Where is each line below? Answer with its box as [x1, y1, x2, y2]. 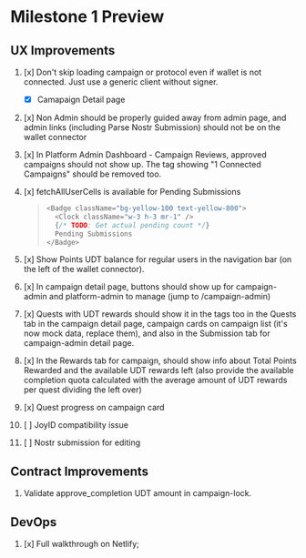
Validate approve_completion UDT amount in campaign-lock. [23, 488, 252, 499]
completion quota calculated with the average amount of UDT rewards [23, 375, 288, 386]
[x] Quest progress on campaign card [23, 402, 165, 413]
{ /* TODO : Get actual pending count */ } [54, 220, 210, 229]
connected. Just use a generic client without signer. [23, 76, 219, 87]
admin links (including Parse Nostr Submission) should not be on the [23, 122, 281, 133]
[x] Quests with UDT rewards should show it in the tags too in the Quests [23, 309, 297, 320]
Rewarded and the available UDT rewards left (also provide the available [23, 365, 294, 376]
